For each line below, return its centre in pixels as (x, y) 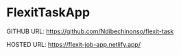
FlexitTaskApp (48, 13)
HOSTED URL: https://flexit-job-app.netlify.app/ (74, 44)
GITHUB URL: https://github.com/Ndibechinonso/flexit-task (90, 31)
